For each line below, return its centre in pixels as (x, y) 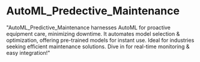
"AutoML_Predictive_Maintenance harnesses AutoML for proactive (89, 27)
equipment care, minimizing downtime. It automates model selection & (93, 33)
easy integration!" (28, 52)
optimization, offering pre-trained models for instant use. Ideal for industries (100, 40)
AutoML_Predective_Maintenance (93, 11)
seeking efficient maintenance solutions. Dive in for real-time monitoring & (98, 46)
